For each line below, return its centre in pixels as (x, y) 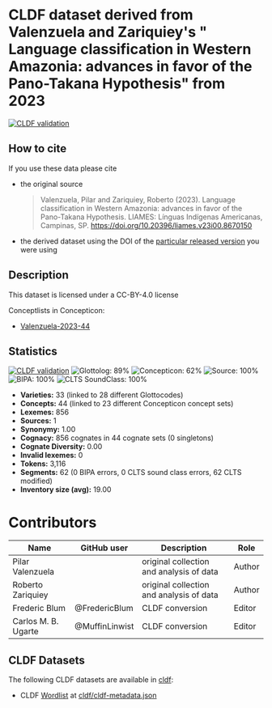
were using (39, 249)
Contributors (53, 522)
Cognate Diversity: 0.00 (61, 447)
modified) (36, 481)
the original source (51, 184)
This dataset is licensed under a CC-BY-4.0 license (93, 295)
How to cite (38, 148)
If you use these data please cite (63, 168)
